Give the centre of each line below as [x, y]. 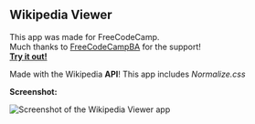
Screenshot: [33, 91]
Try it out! [28, 56]
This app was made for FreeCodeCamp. [85, 36]
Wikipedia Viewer [61, 15]
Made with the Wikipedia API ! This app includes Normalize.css [127, 74]
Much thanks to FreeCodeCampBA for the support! [105, 46]
